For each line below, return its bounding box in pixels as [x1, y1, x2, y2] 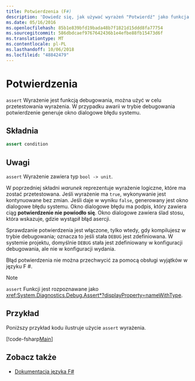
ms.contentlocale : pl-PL [6, 41, 67, 47]
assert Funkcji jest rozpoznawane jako [6, 286, 99, 293]
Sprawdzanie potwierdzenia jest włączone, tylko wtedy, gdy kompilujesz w [6, 227, 186, 234]
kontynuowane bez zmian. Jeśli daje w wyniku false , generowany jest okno [6, 197, 189, 204]
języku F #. [6, 263, 33, 270]
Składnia [6, 126, 39, 136]
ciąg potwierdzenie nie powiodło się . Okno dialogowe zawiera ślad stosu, [6, 209, 185, 216]
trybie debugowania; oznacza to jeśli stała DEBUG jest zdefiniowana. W [6, 233, 173, 240]
